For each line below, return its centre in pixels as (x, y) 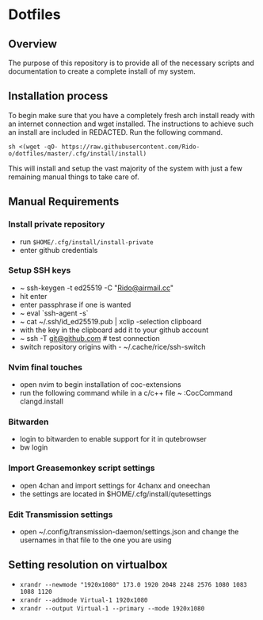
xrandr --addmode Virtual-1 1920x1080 (84, 600)
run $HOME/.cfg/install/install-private (86, 241)
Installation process (58, 96)
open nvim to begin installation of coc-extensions (100, 385)
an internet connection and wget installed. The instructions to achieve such (131, 124)
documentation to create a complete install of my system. (102, 71)
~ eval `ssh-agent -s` (54, 313)
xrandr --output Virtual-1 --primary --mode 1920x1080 (112, 608)
